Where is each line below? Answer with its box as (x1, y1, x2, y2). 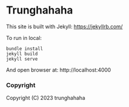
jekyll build (6, 51, 38, 56)
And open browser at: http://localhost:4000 (6, 66, 111, 73)
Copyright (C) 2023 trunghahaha (6, 95, 86, 102)
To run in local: (6, 34, 42, 41)
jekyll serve (6, 56, 38, 62)
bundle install (6, 45, 43, 52)
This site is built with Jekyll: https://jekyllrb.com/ (6, 23, 123, 30)
